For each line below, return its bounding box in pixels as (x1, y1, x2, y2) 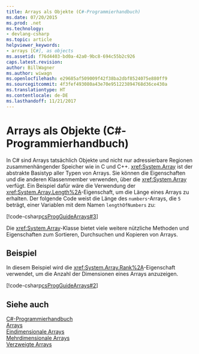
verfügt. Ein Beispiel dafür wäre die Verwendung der (6, 182, 136, 189)
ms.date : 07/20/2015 (6, 14, 58, 20)
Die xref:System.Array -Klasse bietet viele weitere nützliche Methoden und (6, 224, 189, 232)
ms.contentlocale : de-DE (6, 92, 68, 98)
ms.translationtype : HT (6, 87, 66, 93)
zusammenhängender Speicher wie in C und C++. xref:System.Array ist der (6, 163, 193, 170)
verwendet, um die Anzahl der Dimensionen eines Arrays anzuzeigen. (6, 271, 179, 278)
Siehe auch (6, 299, 49, 310)
